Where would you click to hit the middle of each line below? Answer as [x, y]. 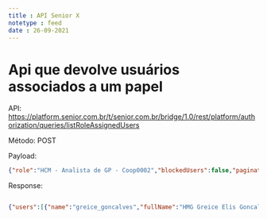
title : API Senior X [44, 15]
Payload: [23, 156]
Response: [26, 186]
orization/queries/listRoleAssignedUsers [74, 125]
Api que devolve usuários [94, 69]
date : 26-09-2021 [39, 30]
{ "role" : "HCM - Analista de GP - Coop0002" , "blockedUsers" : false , [120, 171]
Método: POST [33, 140]
